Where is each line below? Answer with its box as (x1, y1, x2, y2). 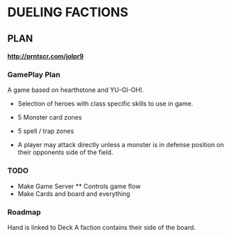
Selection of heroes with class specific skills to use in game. (17, 100, 193, 108)
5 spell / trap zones (17, 127, 74, 135)
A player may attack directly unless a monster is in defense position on (17, 141, 225, 149)
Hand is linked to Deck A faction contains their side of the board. (7, 224, 196, 232)
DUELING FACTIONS (7, 4, 129, 21)
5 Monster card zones (17, 113, 82, 122)
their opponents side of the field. (17, 148, 113, 156)
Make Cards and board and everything (17, 189, 130, 198)
